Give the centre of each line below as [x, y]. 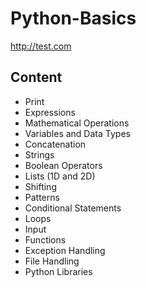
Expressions [50, 112]
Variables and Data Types [77, 133]
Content [36, 77]
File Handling [52, 261]
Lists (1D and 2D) [60, 176]
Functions [45, 239]
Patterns [42, 197]
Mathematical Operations [77, 123]
